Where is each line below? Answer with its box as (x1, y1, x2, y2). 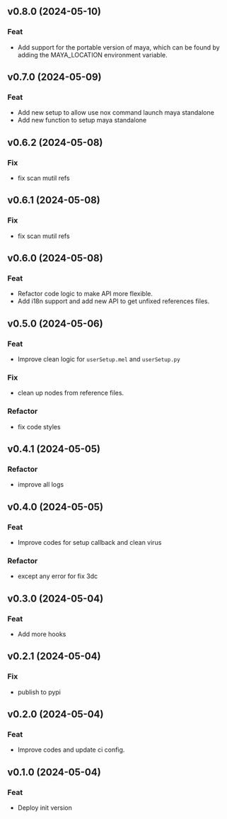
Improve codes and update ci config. (17, 745, 125, 754)
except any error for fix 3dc (17, 572, 98, 580)
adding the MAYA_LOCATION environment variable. (17, 50, 168, 59)
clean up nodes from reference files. (17, 389, 124, 397)
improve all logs (17, 480, 64, 489)
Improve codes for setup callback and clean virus (17, 538, 162, 547)
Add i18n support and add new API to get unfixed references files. (17, 297, 210, 305)
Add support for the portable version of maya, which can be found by (17, 43, 221, 52)
